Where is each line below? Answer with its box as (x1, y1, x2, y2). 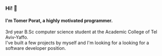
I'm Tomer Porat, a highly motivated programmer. (5, 17, 113, 24)
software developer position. (5, 45, 66, 51)
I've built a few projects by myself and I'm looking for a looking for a (5, 40, 149, 46)
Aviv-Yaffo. (5, 34, 28, 41)
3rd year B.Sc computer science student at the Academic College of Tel (5, 29, 158, 35)
